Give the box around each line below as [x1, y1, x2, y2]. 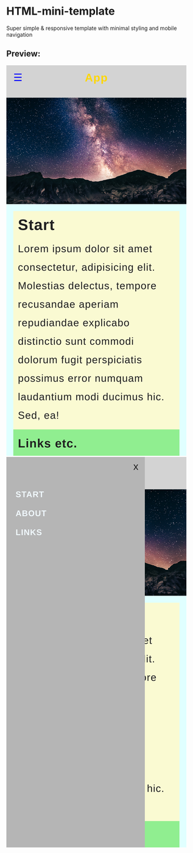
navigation [6, 31, 33, 38]
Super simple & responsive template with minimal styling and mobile [6, 24, 177, 32]
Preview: [6, 49, 41, 59]
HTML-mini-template [6, 4, 115, 18]
